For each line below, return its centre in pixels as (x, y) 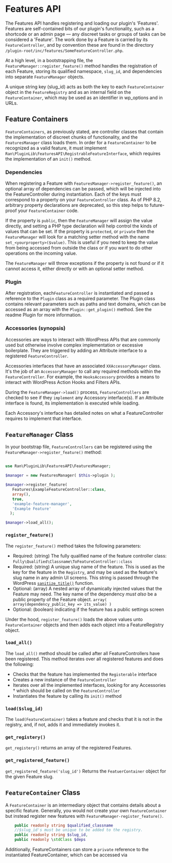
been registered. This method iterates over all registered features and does (84, 659)
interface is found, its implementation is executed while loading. (72, 403)
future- (157, 205)
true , (18, 499)
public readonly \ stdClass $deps (50, 840)
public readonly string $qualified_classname (64, 825)
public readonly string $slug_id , (51, 835)
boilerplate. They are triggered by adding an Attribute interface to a (76, 350)
